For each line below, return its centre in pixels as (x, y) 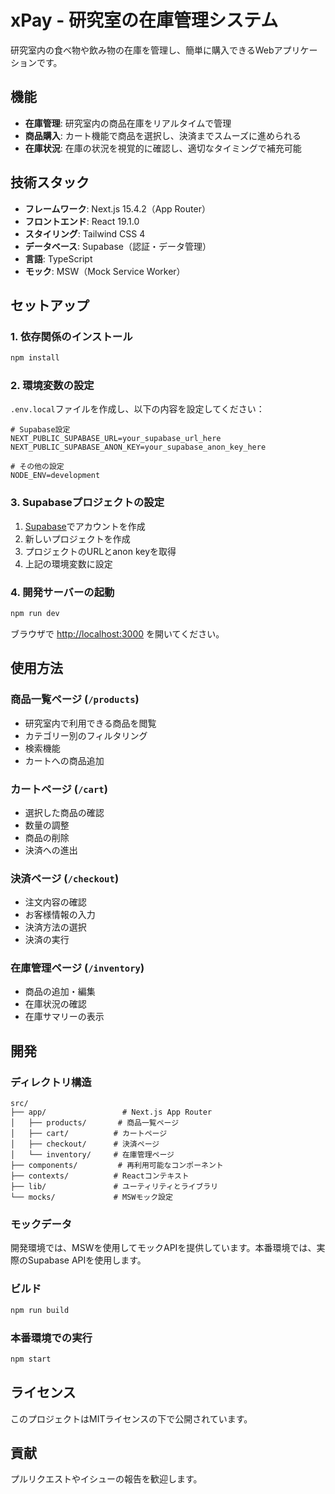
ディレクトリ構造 (51, 1082)
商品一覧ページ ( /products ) (75, 699)
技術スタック (50, 182)
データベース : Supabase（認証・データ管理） (118, 246)
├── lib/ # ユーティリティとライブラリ (114, 1187)
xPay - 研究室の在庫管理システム (144, 20)
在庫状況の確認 (55, 1004)
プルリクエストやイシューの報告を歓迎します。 (106, 1479)
